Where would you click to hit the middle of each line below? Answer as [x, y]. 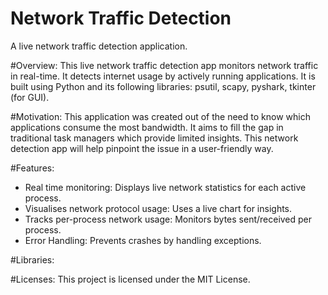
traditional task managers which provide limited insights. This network [154, 138]
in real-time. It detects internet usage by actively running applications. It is [163, 76]
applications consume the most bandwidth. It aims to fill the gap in [147, 127]
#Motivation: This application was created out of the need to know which [160, 116]
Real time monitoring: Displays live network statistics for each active [165, 187]
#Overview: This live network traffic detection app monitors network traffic [164, 65]
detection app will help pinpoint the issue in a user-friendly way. [142, 148]
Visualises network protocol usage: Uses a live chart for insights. [158, 208]
